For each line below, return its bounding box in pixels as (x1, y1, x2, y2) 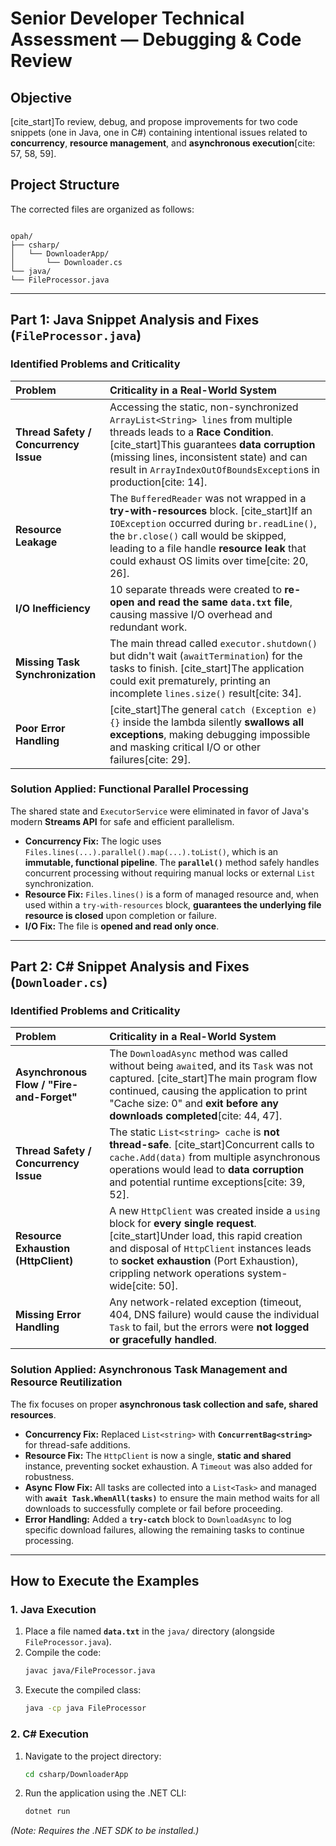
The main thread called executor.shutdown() (109, 636, 318, 650)
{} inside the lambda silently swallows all (109, 715, 305, 729)
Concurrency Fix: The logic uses (24, 835, 162, 847)
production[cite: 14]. (109, 475, 208, 489)
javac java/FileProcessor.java (24, 1666, 156, 1676)
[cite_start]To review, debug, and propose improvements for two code (10, 116, 298, 127)
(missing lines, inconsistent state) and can (109, 450, 308, 464)
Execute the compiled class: (24, 1684, 142, 1696)
